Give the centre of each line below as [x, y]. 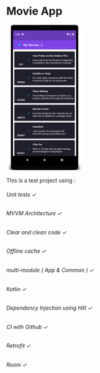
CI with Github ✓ [27, 327]
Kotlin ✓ [17, 289]
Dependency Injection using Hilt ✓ [49, 308]
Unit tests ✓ [21, 194]
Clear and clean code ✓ [37, 232]
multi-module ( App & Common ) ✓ [50, 270]
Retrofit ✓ [19, 346]
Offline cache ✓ [27, 251]
